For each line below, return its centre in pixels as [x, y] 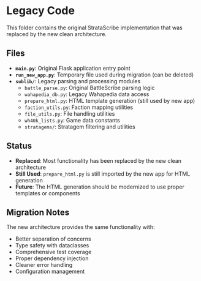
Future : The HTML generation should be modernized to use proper [100, 187]
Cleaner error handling [44, 265]
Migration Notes [38, 212]
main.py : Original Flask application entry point [73, 68]
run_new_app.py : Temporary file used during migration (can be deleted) [104, 75]
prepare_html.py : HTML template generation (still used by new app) [110, 100]
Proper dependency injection [52, 258]
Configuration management [50, 272]
